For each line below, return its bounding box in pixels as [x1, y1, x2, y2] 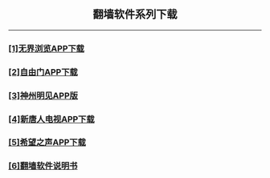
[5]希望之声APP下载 [8, 137, 87, 148]
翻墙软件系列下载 [92, 7, 178, 22]
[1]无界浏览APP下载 [8, 42, 84, 54]
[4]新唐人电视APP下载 [8, 113, 95, 124]
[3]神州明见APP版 [8, 90, 79, 101]
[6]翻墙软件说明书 [8, 160, 78, 172]
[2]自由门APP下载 [8, 67, 78, 78]
